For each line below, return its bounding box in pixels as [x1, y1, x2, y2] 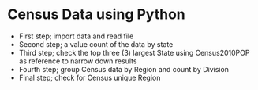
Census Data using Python [7, 5, 186, 23]
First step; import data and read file [18, 31, 134, 41]
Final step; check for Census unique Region [18, 73, 161, 82]
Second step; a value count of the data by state [18, 39, 174, 49]
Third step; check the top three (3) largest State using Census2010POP [18, 48, 250, 57]
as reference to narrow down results [18, 56, 137, 66]
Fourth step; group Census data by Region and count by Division [18, 64, 230, 74]
